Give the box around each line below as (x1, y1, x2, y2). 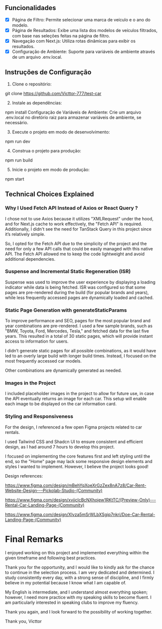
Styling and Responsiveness (5, 413, 74, 420)
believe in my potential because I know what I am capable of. (5, 579, 127, 585)
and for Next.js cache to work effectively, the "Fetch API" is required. (5, 221, 143, 227)
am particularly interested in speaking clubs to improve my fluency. (5, 599, 139, 605)
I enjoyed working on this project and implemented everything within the (5, 549, 149, 555)
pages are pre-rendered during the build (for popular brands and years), (5, 289, 149, 295)
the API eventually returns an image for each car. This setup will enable (5, 396, 147, 402)
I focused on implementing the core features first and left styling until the (5, 453, 150, 459)
